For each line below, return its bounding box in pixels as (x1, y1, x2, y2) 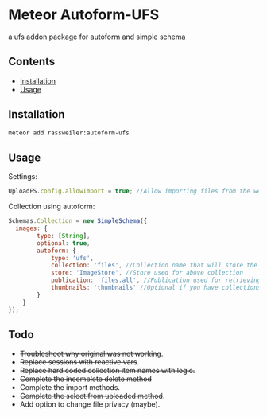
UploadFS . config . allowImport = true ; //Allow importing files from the (8, 187, 250, 196)
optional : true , (37, 239, 91, 247)
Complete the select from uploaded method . (19, 392, 165, 401)
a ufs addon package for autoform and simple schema (8, 32, 186, 41)
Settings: (8, 172, 37, 181)
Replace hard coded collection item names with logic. (19, 366, 195, 376)
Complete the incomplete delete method (19, 374, 153, 384)
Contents (8, 55, 56, 68)
